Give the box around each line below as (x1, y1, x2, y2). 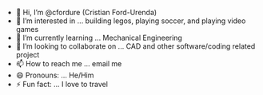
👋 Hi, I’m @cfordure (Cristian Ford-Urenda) (15, 8, 157, 17)
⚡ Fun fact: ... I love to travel (15, 80, 108, 89)
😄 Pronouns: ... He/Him (15, 70, 94, 80)
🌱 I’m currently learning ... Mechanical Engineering (15, 33, 182, 42)
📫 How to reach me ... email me (15, 59, 122, 68)
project (15, 50, 40, 59)
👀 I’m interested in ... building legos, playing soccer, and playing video (15, 16, 246, 26)
